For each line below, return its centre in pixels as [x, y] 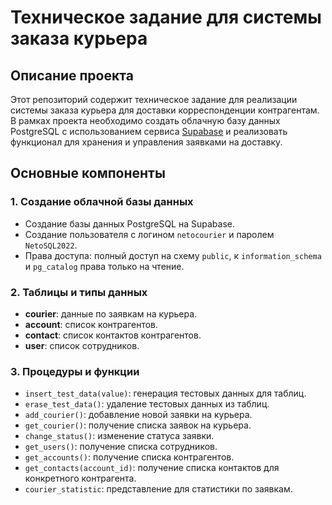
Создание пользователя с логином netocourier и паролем [149, 234]
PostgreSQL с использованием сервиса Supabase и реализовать [149, 131]
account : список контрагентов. [91, 324]
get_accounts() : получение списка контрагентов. [129, 457]
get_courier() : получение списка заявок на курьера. [138, 425]
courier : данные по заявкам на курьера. [111, 313]
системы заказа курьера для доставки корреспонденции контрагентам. [165, 110]
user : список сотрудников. [82, 345]
